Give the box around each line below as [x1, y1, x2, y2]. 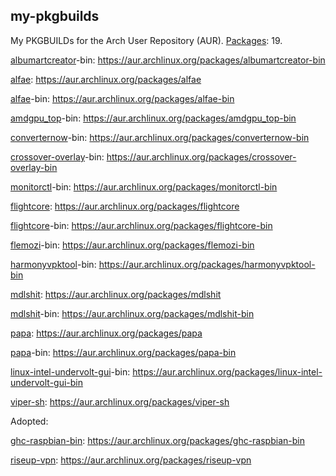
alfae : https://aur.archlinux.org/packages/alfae [10, 73, 202, 85]
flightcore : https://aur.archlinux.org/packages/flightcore [10, 200, 240, 212]
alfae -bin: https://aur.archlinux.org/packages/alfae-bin [10, 92, 235, 104]
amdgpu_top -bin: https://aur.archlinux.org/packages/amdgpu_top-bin [10, 112, 297, 124]
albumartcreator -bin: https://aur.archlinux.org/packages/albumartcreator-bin [10, 54, 326, 66]
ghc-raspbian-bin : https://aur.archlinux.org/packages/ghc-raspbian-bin [10, 434, 305, 446]
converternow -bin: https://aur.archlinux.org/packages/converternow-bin [10, 131, 310, 143]
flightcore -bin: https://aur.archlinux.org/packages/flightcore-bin [10, 219, 273, 231]
